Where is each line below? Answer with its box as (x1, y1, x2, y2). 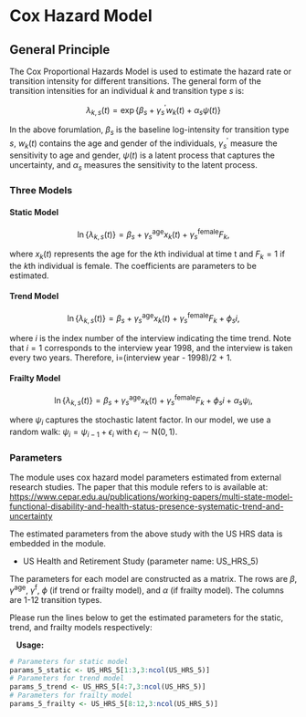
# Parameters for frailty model (9, 691, 132, 701)
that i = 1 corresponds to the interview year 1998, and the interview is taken (9, 342, 293, 353)
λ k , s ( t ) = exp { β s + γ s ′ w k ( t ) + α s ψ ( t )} (85, 103, 222, 118)
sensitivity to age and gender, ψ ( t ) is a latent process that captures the (9, 150, 276, 161)
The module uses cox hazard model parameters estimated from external (9, 472, 281, 483)
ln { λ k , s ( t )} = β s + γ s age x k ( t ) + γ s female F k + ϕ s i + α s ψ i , (54, 393, 253, 408)
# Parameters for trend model (9, 674, 125, 683)
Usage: (16, 639, 44, 650)
